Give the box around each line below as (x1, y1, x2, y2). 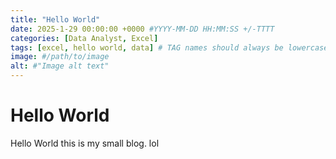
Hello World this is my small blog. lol (10, 137, 160, 149)
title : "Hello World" (10, 14, 101, 25)
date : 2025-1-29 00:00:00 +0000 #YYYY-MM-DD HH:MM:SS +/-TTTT (10, 24, 275, 34)
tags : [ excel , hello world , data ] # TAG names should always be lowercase (10, 42, 329, 53)
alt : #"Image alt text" (10, 61, 110, 71)
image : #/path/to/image (10, 52, 110, 62)
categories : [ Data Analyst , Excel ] (10, 33, 159, 43)
